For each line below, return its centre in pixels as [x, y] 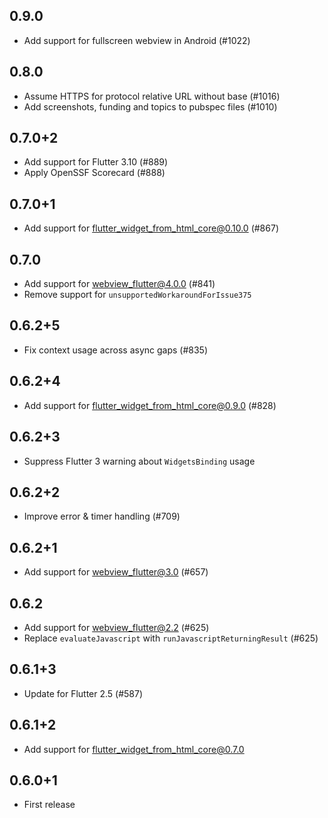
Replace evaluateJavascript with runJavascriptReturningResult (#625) [171, 638]
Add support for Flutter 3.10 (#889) [96, 162]
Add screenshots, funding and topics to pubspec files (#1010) [150, 106]
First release [49, 805]
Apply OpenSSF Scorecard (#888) [94, 173]
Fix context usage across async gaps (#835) [116, 350]
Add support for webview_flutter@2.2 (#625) [116, 627]
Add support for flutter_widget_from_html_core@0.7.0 [134, 749]
